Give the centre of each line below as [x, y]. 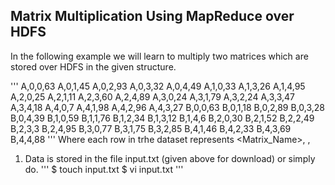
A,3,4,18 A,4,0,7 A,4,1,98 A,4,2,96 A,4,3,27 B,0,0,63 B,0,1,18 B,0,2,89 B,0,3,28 [168, 107]
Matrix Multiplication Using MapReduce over [152, 16]
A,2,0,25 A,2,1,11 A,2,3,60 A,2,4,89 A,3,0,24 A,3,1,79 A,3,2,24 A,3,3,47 [153, 96]
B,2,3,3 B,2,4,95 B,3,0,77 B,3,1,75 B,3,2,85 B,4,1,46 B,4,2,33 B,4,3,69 [151, 128]
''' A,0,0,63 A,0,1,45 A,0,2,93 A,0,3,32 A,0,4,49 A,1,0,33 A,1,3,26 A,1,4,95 [158, 86]
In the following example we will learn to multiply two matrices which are [159, 56]
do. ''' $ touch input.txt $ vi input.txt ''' [104, 169]
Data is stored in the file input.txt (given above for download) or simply [170, 158]
